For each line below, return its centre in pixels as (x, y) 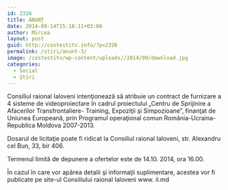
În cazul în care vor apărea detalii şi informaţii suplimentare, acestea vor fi (111, 172)
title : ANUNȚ (26, 20)
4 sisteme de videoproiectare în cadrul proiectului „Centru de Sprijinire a (109, 104)
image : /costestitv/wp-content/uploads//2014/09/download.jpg (98, 58)
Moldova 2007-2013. (66, 125)
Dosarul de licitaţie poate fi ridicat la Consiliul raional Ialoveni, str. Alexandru (114, 139)
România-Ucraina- (190, 118)
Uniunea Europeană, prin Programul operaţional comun (85, 118)
